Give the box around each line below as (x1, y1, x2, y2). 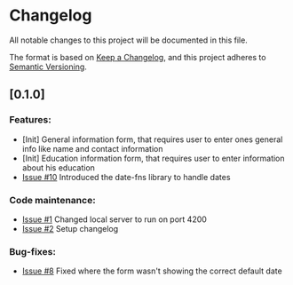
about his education (21, 162, 96, 173)
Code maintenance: (9, 194, 96, 206)
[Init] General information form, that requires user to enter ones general (21, 134, 283, 145)
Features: (9, 114, 51, 126)
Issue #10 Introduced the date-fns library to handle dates (21, 171, 231, 182)
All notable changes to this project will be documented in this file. (9, 35, 249, 45)
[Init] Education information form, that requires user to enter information (21, 153, 286, 163)
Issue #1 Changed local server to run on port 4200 (21, 214, 207, 225)
